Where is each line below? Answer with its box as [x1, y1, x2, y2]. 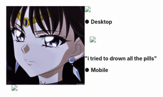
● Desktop [84, 18, 112, 25]
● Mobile [84, 66, 109, 74]
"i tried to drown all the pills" [84, 55, 157, 62]
